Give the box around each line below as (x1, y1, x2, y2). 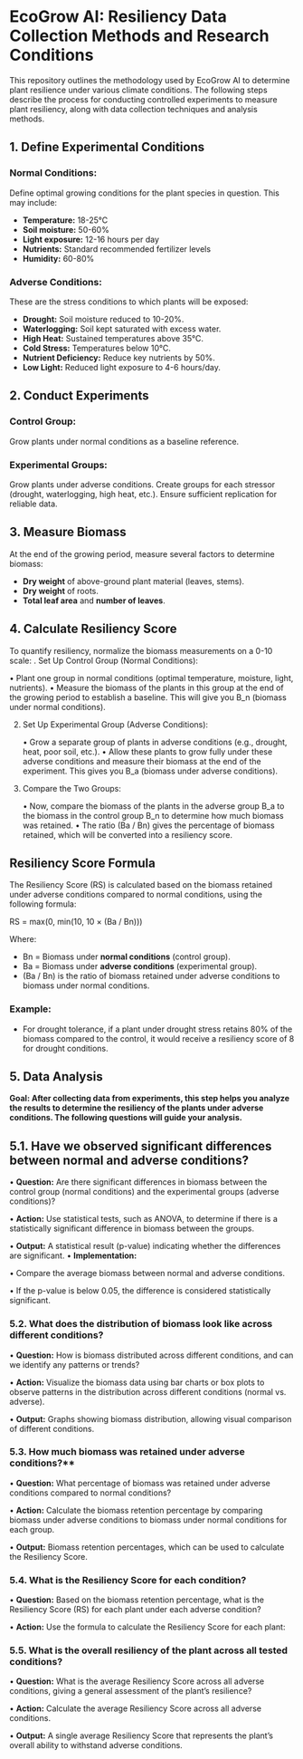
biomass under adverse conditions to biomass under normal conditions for (9, 1514, 288, 1525)
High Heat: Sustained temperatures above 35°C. (22, 332, 204, 343)
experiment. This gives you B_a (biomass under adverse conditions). (22, 765, 279, 776)
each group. (9, 1524, 55, 1534)
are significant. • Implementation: (9, 1250, 137, 1261)
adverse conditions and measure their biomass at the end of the (22, 755, 261, 766)
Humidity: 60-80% (22, 253, 95, 264)
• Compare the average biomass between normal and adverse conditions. (9, 1268, 286, 1279)
